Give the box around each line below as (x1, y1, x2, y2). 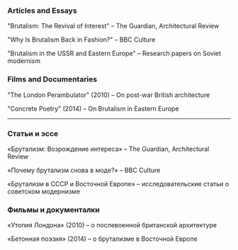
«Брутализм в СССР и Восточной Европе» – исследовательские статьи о (7, 179, 229, 188)
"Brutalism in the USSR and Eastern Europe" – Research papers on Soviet (7, 49, 222, 58)
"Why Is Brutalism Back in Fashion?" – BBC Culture (7, 35, 156, 44)
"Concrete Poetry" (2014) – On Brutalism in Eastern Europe (7, 104, 179, 113)
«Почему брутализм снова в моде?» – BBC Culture (7, 166, 161, 174)
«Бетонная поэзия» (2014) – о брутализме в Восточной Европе (7, 234, 198, 243)
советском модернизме (7, 187, 80, 195)
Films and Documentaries (7, 74, 98, 84)
